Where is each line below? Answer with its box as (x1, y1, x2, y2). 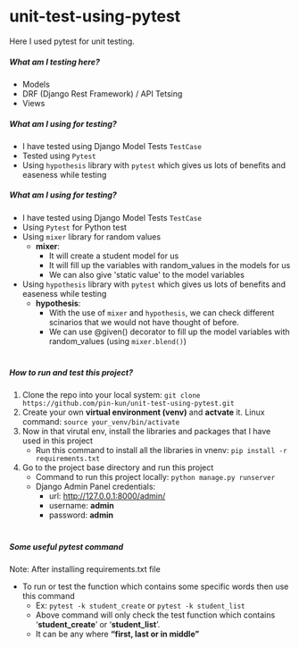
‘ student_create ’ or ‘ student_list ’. (35, 619, 161, 629)
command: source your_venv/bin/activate (21, 417, 180, 427)
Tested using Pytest (21, 150, 96, 161)
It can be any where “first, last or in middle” (35, 628, 200, 639)
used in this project (21, 435, 94, 446)
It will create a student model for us (48, 250, 179, 261)
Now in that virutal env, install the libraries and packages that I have (21, 426, 271, 437)
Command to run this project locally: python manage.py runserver (35, 472, 276, 483)
